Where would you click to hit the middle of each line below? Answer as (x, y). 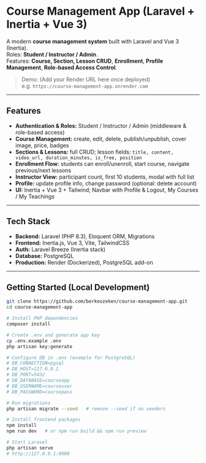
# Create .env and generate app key (53, 335)
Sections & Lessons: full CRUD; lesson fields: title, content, (94, 152)
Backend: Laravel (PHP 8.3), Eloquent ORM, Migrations (85, 236)
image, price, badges (42, 145)
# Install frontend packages (44, 420)
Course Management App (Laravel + (101, 11)
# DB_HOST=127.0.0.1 (33, 369)
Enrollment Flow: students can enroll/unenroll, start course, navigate (102, 163)
